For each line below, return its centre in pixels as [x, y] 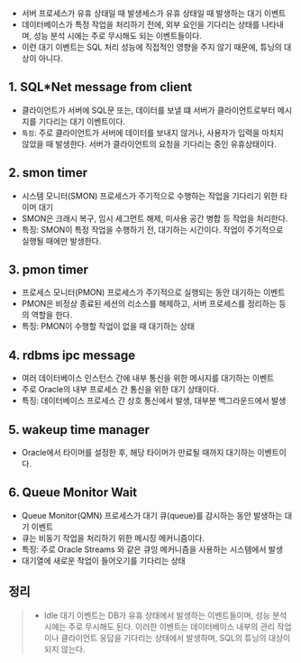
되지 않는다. [64, 649]
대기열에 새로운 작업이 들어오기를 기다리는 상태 [103, 560]
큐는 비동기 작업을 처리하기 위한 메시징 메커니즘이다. [113, 538]
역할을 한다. [52, 315]
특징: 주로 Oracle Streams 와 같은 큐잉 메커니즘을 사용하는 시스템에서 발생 [152, 549]
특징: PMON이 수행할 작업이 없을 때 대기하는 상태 [108, 327]
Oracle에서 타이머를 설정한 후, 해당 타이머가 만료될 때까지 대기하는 [138, 453]
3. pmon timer [49, 270]
